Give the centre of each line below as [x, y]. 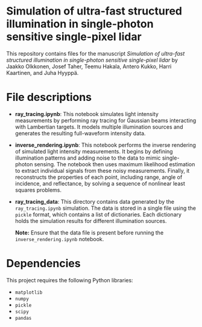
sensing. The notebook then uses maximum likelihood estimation [115, 164]
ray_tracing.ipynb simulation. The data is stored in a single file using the [106, 208]
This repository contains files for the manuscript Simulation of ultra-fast [96, 53]
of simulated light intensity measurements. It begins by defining [94, 151]
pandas [23, 318]
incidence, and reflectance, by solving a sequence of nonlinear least [100, 183]
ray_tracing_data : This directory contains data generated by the [95, 201]
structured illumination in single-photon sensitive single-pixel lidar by [92, 60]
